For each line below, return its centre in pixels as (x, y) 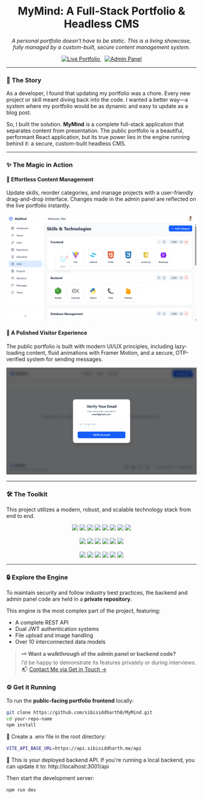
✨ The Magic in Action (40, 165)
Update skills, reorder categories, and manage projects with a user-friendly (100, 193)
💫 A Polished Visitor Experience (47, 332)
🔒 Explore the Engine (37, 577)
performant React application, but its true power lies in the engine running (98, 137)
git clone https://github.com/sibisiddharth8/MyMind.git (79, 712)
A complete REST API (42, 623)
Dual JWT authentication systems (57, 629)
